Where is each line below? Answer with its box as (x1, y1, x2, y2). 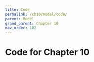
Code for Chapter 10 (5, 47, 90, 58)
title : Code (5, 7, 30, 12)
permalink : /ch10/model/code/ (5, 12, 68, 17)
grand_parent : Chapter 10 (5, 21, 58, 26)
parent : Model (5, 16, 35, 21)
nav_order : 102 (5, 26, 37, 31)
